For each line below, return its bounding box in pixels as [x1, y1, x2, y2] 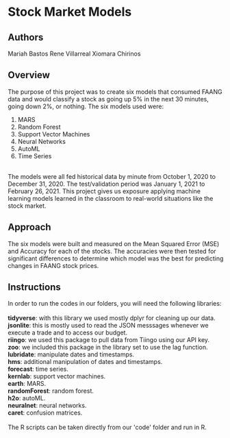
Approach [8, 221, 51, 233]
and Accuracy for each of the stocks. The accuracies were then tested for [8, 247, 216, 255]
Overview [8, 69, 51, 81]
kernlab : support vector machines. [8, 372, 106, 380]
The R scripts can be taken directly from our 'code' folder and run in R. [8, 423, 207, 432]
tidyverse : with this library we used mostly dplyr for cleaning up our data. [8, 314, 216, 322]
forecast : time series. [8, 365, 69, 374]
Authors [8, 32, 44, 43]
